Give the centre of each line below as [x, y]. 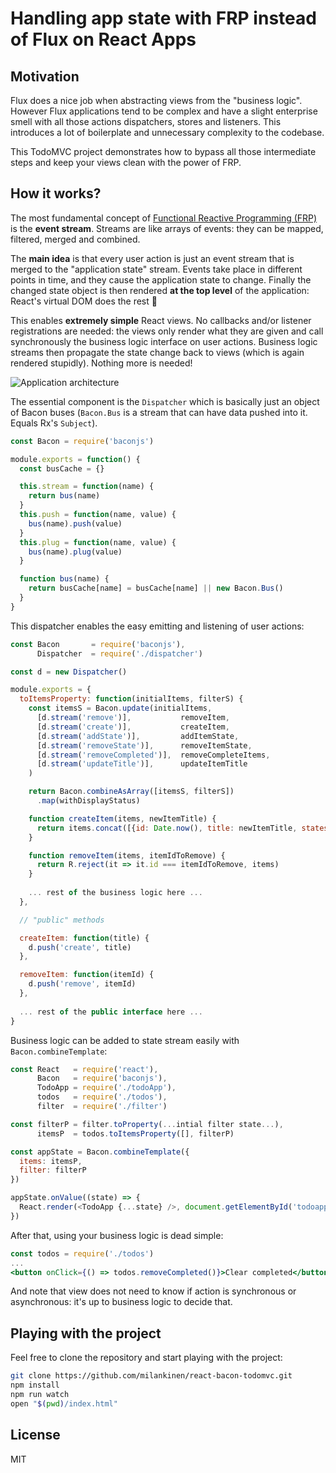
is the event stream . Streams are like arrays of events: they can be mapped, [167, 228]
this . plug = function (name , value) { [98, 542]
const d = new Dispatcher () [69, 672]
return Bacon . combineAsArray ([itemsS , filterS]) [131, 792]
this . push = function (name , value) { [98, 515]
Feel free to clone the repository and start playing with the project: [146, 1358]
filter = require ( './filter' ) [102, 1107]
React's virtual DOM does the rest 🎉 [84, 301]
